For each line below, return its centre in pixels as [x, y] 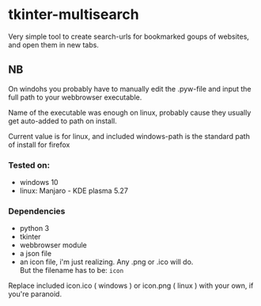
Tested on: [29, 165]
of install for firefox [39, 145]
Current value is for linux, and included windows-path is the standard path [129, 136]
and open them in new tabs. [53, 44]
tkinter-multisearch [74, 15]
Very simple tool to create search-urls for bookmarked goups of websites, [129, 36]
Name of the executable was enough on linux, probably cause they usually [130, 112]
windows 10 [39, 183]
